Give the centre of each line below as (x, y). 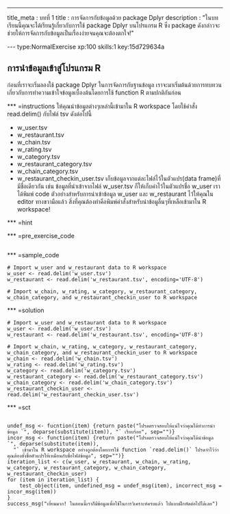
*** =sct (19, 407)
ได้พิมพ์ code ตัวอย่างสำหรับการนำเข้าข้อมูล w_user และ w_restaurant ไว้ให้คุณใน (115, 194)
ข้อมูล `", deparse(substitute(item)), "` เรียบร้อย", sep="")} (91, 432)
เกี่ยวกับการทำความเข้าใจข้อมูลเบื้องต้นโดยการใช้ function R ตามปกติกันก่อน (94, 92)
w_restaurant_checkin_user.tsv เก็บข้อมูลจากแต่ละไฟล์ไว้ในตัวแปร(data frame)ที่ (119, 178)
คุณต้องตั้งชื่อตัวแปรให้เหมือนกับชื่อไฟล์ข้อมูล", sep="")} (66, 456)
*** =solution (26, 310)
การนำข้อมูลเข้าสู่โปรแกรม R (54, 68)
